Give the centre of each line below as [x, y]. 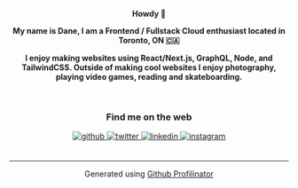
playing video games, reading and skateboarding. [149, 77]
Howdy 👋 [149, 14]
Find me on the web [149, 117]
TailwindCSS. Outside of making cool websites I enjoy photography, [149, 67]
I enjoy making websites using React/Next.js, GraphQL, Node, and [149, 58]
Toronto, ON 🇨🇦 [149, 40]
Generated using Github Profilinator [149, 174]
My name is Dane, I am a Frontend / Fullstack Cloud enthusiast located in [149, 31]
